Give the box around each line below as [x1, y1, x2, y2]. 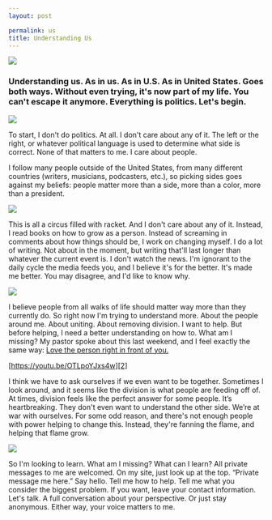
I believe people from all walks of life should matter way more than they [8, 301, 247, 312]
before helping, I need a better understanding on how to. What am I [8, 327, 233, 337]
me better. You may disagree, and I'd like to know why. [8, 271, 190, 280]
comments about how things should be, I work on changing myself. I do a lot [8, 237, 263, 246]
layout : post [8, 11, 53, 20]
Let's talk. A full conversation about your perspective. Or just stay [8, 493, 227, 503]
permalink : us [8, 26, 57, 35]
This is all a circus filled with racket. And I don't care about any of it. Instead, [8, 220, 263, 229]
